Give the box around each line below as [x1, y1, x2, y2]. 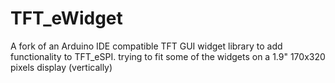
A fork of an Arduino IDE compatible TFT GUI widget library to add [10, 40, 283, 52]
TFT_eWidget [10, 7, 123, 30]
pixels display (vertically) [10, 61, 113, 73]
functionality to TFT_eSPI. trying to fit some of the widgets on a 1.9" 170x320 [10, 50, 326, 62]
